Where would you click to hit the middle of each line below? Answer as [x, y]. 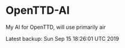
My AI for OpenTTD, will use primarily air [56, 27]
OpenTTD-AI [38, 10]
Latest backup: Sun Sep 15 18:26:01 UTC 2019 [62, 38]
